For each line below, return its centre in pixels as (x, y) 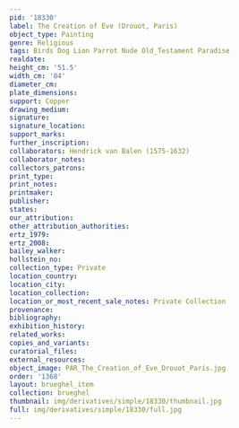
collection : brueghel (50, 393)
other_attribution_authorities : (69, 226)
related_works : (38, 335)
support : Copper (39, 101)
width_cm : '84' (38, 76)
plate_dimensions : (43, 92)
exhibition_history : (48, 327)
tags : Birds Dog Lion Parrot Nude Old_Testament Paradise (119, 51)
